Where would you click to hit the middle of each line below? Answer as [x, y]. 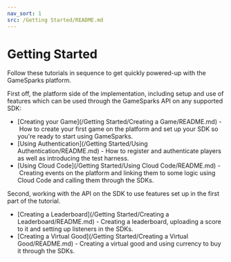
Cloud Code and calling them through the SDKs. [85, 181]
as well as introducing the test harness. [73, 159]
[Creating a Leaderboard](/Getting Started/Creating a [93, 214]
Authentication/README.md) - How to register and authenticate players [119, 151]
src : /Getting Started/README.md [55, 20]
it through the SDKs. [46, 251]
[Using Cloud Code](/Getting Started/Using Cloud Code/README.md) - [119, 165]
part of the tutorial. [34, 201]
